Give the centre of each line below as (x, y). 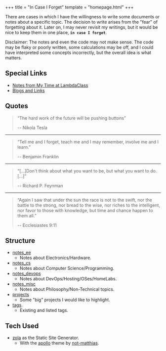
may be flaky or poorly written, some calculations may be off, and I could (79, 47)
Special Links (26, 73)
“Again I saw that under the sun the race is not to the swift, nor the (84, 200)
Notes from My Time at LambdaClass (50, 85)
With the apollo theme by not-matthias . (59, 343)
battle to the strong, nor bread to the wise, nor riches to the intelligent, (89, 205)
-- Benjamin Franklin (38, 156)
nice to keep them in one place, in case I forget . (56, 32)
